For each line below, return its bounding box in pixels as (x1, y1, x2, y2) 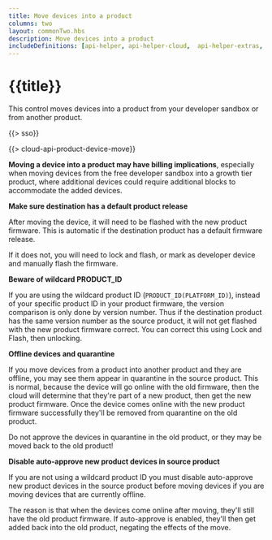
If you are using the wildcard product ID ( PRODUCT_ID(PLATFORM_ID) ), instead (8, 290, 261, 300)
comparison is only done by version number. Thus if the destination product (8, 308, 262, 318)
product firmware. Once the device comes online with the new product (8, 400, 245, 409)
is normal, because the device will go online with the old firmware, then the (8, 382, 260, 392)
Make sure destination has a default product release (8, 201, 188, 211)
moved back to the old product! (8, 441, 114, 451)
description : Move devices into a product (8, 34, 154, 43)
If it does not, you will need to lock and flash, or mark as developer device (8, 250, 256, 260)
